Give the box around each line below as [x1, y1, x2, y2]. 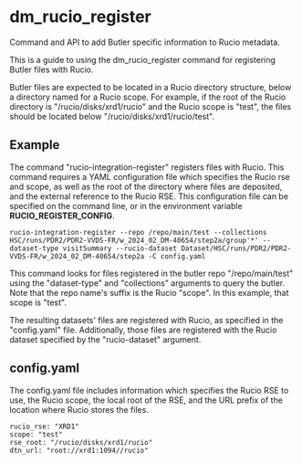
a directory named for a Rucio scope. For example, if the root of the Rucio [9, 91, 286, 102]
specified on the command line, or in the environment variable [9, 200, 244, 211]
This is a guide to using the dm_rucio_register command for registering [9, 54, 276, 65]
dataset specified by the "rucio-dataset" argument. [9, 333, 202, 344]
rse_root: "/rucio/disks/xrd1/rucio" [9, 438, 153, 447]
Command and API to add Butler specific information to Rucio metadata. [9, 37, 280, 47]
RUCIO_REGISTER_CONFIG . [9, 210, 115, 221]
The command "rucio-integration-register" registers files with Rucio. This [9, 162, 285, 173]
